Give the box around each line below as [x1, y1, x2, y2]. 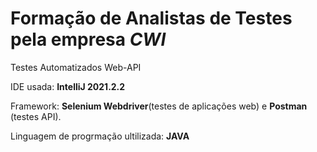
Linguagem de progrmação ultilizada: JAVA [10, 130, 190, 142]
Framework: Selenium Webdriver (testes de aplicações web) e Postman [10, 100, 308, 112]
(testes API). [10, 110, 62, 122]
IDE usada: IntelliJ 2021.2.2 [10, 80, 126, 92]
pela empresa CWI [10, 28, 167, 51]
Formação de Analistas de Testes [10, 7, 293, 30]
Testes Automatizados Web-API [10, 61, 142, 73]
